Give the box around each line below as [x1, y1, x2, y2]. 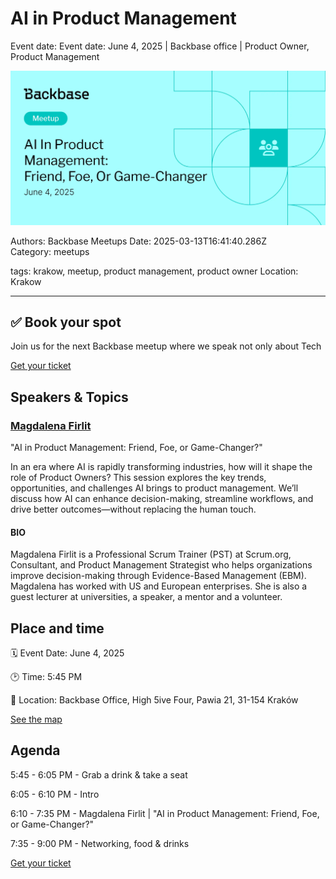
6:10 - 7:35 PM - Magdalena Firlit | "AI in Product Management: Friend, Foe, [10, 807, 320, 819]
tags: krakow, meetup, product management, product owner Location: [10, 265, 299, 277]
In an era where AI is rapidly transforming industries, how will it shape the [10, 461, 313, 473]
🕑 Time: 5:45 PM [10, 671, 83, 683]
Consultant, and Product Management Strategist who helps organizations [10, 559, 313, 571]
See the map [10, 713, 63, 726]
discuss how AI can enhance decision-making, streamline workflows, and [10, 493, 314, 505]
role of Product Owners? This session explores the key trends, [10, 472, 267, 484]
